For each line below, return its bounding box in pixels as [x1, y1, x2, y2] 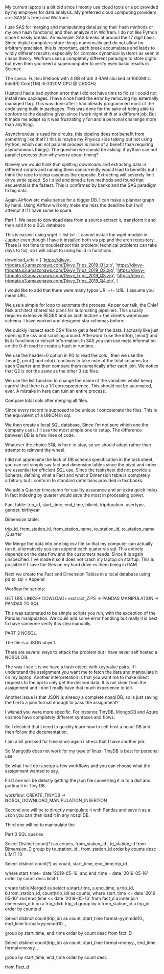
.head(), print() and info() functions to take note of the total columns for [5, 358, 149, 363]
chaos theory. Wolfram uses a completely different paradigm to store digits [5, 56, 156, 61]
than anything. [5, 121, 34, 127]
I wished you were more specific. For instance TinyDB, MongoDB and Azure [5, 709, 158, 715]
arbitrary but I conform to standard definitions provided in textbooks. [5, 478, 143, 483]
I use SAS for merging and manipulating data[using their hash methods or [5, 24, 153, 30]
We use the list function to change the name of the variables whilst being [5, 378, 152, 383]
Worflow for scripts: [5, 586, 46, 592]
